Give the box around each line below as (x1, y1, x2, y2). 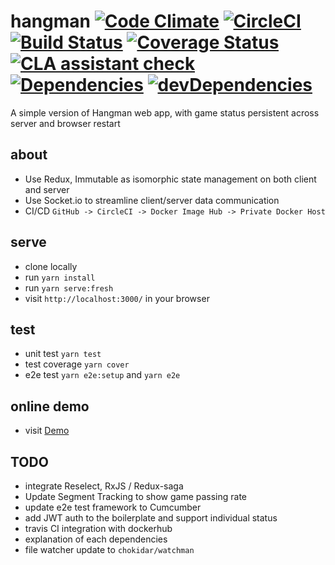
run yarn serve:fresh (24, 281, 114, 294)
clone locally (24, 260, 78, 272)
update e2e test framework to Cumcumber (24, 501, 202, 513)
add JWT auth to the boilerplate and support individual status (24, 512, 278, 524)
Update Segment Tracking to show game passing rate (24, 491, 248, 502)
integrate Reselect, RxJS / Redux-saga (24, 480, 184, 492)
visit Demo (24, 425, 70, 437)
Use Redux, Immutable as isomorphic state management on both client (24, 173, 317, 185)
